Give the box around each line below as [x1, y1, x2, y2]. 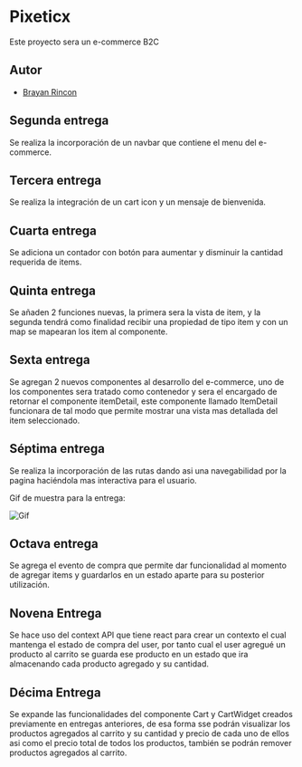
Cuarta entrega [9, 223, 98, 238]
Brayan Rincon [22, 86, 78, 97]
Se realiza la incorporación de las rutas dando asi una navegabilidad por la [9, 465, 287, 476]
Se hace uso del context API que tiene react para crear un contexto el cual [9, 629, 287, 640]
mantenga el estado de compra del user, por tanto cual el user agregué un [9, 639, 287, 650]
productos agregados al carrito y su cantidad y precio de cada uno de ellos [9, 728, 289, 739]
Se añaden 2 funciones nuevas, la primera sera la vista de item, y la [9, 307, 261, 318]
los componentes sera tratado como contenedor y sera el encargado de [9, 386, 278, 397]
